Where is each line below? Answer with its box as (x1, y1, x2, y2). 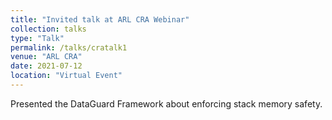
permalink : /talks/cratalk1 (10, 42, 128, 53)
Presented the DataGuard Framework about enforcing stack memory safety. (10, 97, 323, 110)
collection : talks (10, 24, 87, 34)
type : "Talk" (10, 33, 65, 43)
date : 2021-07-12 (10, 61, 83, 71)
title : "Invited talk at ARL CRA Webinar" (10, 14, 190, 25)
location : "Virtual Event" (10, 71, 123, 81)
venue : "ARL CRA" (10, 52, 83, 62)
